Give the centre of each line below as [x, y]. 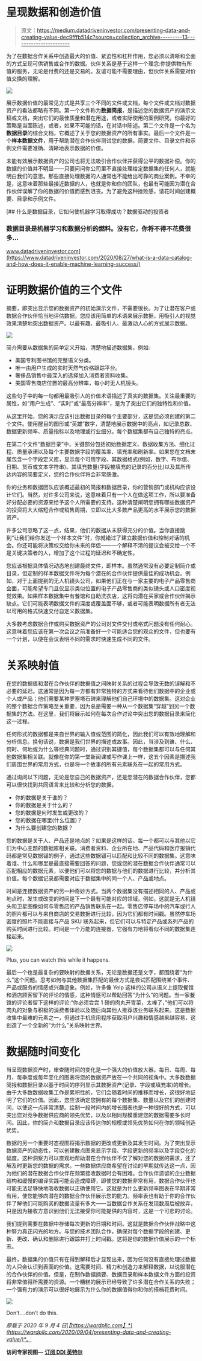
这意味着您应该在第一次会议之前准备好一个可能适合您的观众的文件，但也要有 [101, 631]
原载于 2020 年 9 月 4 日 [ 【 [39, 1325]
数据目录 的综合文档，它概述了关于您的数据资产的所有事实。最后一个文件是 [98, 133]
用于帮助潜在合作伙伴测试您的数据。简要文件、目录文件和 [119, 140]
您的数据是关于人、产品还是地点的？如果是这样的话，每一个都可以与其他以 [98, 841]
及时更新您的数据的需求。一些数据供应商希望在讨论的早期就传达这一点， [101, 1166]
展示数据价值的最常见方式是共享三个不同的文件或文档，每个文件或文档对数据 [101, 103]
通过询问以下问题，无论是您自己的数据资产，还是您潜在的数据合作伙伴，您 [98, 777]
